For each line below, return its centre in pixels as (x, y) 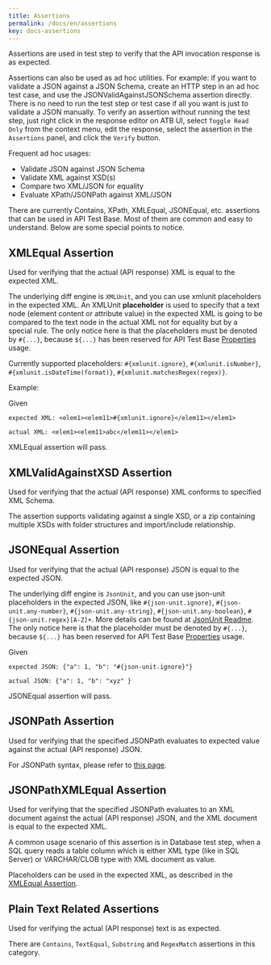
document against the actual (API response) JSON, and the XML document (133, 818)
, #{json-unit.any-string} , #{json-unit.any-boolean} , (156, 610)
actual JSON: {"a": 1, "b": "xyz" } (70, 681)
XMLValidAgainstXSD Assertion (90, 472)
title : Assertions (39, 16)
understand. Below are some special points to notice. (97, 227)
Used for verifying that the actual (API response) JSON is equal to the (124, 569)
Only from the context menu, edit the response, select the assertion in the (130, 129)
